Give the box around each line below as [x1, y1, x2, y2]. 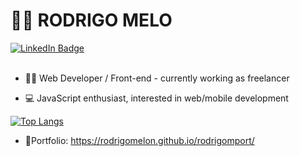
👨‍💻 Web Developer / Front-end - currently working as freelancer [24, 72, 290, 84]
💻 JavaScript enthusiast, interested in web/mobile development [24, 92, 289, 104]
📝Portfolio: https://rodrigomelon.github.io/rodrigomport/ [24, 134, 255, 146]
